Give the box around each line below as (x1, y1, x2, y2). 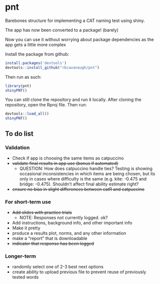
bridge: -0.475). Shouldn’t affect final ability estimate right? (19, 181, 139, 187)
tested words (12, 274, 39, 280)
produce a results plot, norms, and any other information (12, 230, 126, 236)
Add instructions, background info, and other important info (12, 220, 133, 226)
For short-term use (5, 198, 51, 205)
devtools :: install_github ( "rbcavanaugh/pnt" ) (5, 65, 99, 70)
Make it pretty (12, 225, 41, 231)
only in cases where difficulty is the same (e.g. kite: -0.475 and (19, 176, 147, 182)
